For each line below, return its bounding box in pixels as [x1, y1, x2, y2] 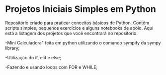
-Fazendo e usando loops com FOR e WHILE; [5, 64, 98, 70]
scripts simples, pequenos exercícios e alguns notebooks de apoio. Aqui [5, 25, 154, 31]
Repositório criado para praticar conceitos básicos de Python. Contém [5, 20, 150, 26]
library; [5, 45, 20, 51]
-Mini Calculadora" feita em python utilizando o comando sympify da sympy [5, 39, 161, 45]
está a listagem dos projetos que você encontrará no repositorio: [5, 30, 138, 36]
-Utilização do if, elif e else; [5, 54, 61, 60]
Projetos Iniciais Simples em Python [5, 3, 157, 15]
